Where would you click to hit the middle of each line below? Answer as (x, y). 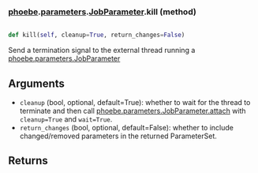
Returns (28, 161)
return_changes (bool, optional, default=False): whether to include (127, 127)
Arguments (37, 83)
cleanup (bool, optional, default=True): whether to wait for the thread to (135, 102)
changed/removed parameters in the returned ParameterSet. (118, 136)
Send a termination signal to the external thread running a (102, 51)
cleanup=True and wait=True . (66, 119)
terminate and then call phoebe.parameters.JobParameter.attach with (133, 111)
